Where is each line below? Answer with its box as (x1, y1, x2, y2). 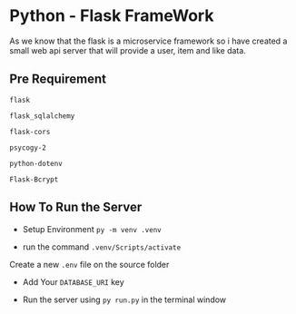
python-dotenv (9, 159, 64, 168)
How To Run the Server (9, 200, 143, 215)
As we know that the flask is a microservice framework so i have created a (9, 35, 288, 46)
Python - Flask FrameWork (9, 5, 214, 26)
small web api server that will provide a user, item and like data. (9, 44, 247, 55)
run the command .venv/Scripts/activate (22, 241, 182, 252)
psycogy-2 (9, 142, 47, 152)
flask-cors (9, 127, 51, 136)
